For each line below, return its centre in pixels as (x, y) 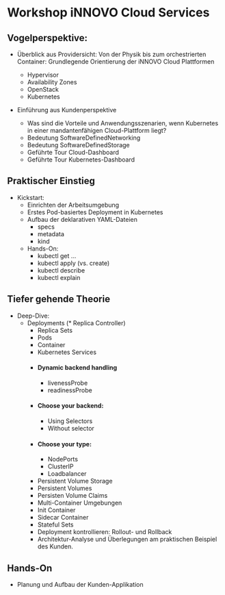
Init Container (56, 510)
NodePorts (63, 459)
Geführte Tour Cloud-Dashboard (73, 152)
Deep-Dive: (33, 316)
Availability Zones (52, 82)
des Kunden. (55, 546)
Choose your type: (65, 444)
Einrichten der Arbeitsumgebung (73, 205)
